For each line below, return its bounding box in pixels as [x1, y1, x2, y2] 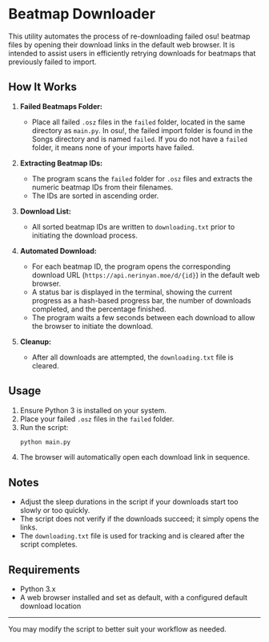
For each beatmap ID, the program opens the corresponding [31, 262, 231, 271]
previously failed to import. [8, 57, 97, 67]
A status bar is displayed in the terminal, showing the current [31, 286, 233, 297]
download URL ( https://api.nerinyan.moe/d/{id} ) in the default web [31, 270, 260, 279]
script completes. [19, 539, 78, 550]
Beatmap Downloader [8, 5, 156, 23]
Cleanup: [19, 336, 52, 346]
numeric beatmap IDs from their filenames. [31, 182, 174, 192]
